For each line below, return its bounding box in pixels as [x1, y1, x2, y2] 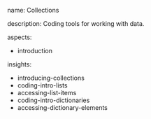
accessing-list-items [17, 89, 77, 97]
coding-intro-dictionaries [17, 96, 90, 104]
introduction [17, 47, 52, 55]
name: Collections [7, 6, 59, 14]
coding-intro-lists [17, 81, 68, 90]
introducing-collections [17, 73, 85, 82]
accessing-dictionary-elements [17, 104, 108, 111]
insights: [7, 60, 32, 69]
